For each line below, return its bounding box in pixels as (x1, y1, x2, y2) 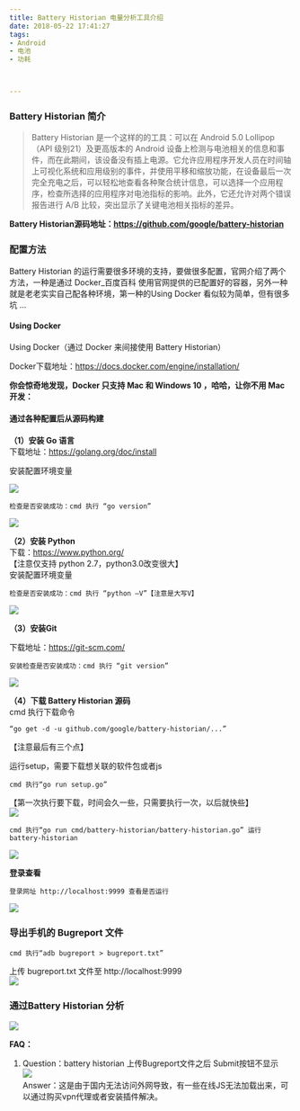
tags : (9, 30, 30, 39)
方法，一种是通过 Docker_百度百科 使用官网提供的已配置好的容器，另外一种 (9, 276, 288, 288)
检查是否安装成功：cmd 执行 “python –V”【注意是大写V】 (9, 589, 199, 598)
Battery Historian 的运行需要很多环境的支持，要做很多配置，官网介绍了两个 (9, 265, 287, 276)
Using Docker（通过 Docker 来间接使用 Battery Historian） (9, 341, 226, 352)
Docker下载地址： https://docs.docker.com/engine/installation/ (9, 361, 240, 372)
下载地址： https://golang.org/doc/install (9, 446, 157, 457)
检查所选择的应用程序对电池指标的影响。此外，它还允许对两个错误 (47, 188, 292, 199)
